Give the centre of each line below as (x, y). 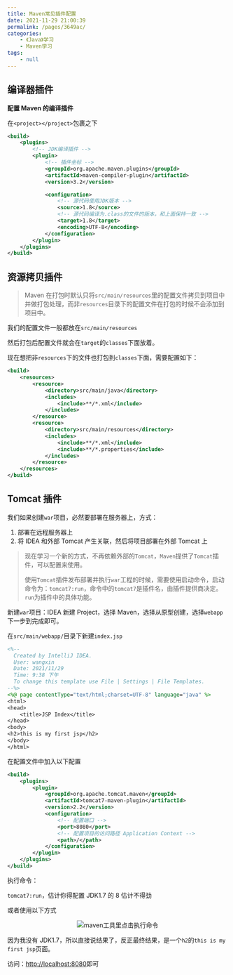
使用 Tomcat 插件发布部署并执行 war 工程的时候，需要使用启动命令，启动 (125, 580)
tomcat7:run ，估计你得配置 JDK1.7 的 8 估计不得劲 (80, 895)
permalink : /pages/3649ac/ (47, 27)
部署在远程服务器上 (45, 532)
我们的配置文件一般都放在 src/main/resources (72, 328)
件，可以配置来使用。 (55, 564)
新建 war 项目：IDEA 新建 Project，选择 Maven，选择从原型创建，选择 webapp (115, 612)
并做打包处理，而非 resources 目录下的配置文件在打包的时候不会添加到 (125, 304)
